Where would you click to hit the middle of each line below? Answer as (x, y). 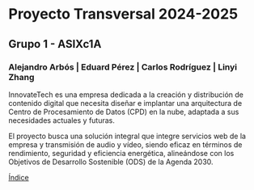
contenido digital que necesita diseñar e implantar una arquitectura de (125, 103)
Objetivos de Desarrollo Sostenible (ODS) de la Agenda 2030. (111, 162)
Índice (19, 177)
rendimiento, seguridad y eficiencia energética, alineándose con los (121, 153)
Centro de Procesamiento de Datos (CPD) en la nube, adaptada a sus (124, 112)
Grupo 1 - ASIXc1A (55, 44)
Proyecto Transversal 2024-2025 (123, 14)
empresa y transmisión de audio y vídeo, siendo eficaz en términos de (125, 144)
